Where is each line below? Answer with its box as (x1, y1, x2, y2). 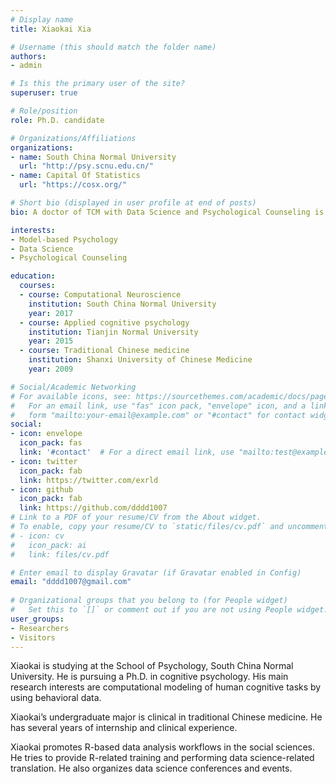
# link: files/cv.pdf (10, 549, 110, 560)
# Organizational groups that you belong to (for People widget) (10, 596, 288, 606)
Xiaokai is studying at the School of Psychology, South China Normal (10, 660, 294, 672)
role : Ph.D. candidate (10, 115, 105, 125)
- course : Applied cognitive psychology (19, 317, 190, 328)
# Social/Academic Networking (10, 382, 137, 392)
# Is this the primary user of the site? (10, 79, 186, 89)
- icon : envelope (10, 429, 83, 439)
